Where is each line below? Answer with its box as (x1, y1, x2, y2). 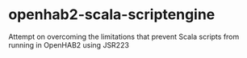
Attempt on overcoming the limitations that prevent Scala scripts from (8, 32, 240, 41)
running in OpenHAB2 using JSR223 (8, 40, 129, 49)
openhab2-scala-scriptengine (8, 6, 216, 24)
